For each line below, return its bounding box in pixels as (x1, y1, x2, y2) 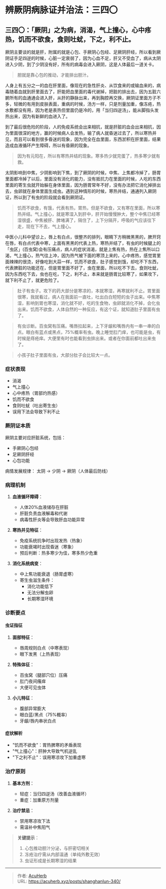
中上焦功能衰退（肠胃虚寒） (19, 571, 77, 577)
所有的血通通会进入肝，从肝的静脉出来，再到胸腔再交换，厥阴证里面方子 (9, 95, 157, 100)
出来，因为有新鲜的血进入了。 (9, 113, 70, 119)
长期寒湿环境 (27, 596, 53, 602)
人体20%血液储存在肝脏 (19, 504, 69, 510)
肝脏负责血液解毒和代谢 (19, 510, 68, 516)
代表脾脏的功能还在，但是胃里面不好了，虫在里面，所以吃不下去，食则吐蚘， (5, 265, 161, 271)
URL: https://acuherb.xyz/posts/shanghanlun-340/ (17, 878, 121, 884)
